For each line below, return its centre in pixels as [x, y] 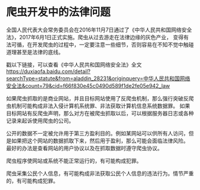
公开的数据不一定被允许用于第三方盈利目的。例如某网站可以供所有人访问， [97, 133]
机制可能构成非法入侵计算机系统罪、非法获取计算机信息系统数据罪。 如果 [101, 106]
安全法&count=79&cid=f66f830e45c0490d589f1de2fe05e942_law [88, 85]
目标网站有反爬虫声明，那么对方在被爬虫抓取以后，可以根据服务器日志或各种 [100, 113]
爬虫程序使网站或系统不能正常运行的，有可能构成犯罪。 [74, 160]
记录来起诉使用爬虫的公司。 [40, 121]
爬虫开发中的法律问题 [59, 12]
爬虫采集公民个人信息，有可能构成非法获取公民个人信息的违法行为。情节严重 [100, 173]
